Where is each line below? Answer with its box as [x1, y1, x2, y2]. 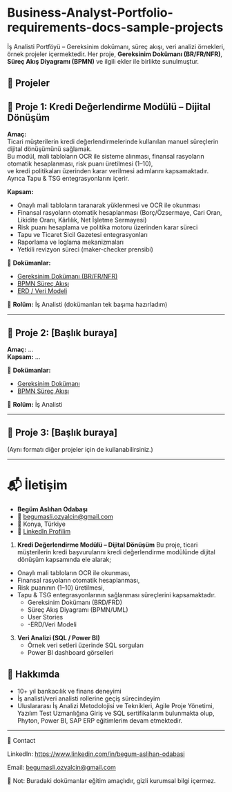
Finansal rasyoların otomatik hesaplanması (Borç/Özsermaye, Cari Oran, [17, 209, 222, 217]
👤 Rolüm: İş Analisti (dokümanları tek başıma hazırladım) [7, 300, 168, 309]
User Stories [27, 613, 64, 621]
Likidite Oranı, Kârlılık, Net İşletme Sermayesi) [17, 216, 147, 225]
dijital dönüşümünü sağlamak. [7, 145, 92, 153]
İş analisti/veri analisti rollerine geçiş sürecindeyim [17, 694, 161, 703]
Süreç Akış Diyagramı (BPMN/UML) [27, 605, 129, 614]
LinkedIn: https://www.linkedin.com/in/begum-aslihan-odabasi [7, 750, 185, 758]
